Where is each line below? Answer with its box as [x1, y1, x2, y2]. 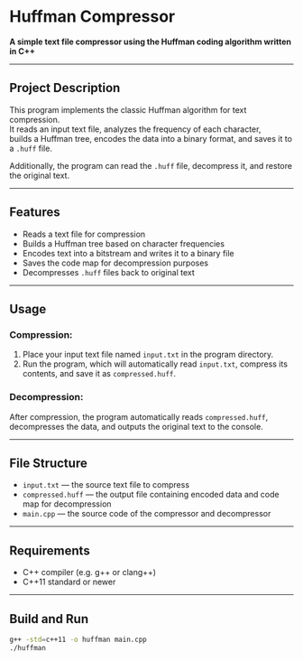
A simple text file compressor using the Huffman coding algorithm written [9, 36, 291, 47]
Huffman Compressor [9, 6, 176, 27]
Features [9, 205, 60, 220]
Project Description [9, 80, 121, 96]
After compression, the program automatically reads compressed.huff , [9, 411, 269, 422]
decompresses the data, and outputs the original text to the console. [9, 421, 263, 432]
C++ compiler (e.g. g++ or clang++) [22, 567, 156, 578]
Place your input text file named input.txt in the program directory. [22, 349, 274, 360]
